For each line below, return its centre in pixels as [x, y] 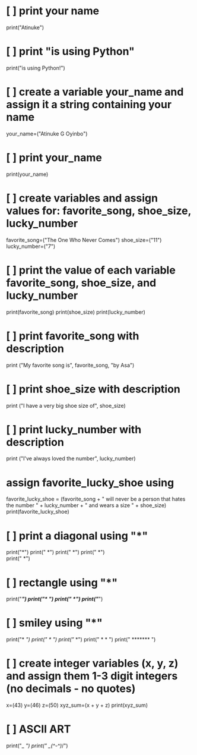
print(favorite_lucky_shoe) [38, 512]
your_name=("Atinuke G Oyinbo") [47, 133]
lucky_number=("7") [31, 246]
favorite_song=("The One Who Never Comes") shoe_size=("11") [84, 240]
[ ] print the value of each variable [91, 270]
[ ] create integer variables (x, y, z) [92, 663]
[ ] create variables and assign [82, 198]
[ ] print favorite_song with [73, 336]
